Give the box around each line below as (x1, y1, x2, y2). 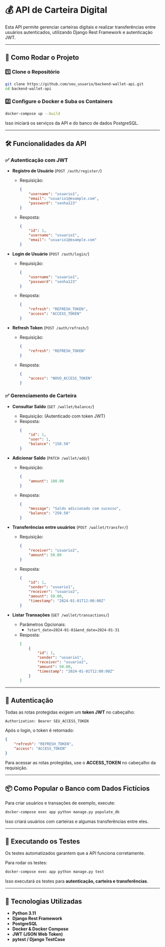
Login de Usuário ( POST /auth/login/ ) (12, 251, 90, 257)
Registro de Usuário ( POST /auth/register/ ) (12, 168, 102, 174)
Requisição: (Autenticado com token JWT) (19, 413, 106, 419)
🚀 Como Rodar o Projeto (5, 53, 80, 62)
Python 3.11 (12, 910, 36, 916)
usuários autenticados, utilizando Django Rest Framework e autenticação (5, 29, 153, 35)
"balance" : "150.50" (28, 442, 71, 447)
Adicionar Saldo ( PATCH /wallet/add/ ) (12, 455, 90, 461)
